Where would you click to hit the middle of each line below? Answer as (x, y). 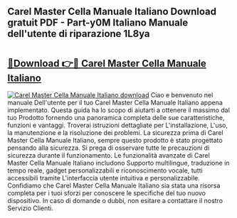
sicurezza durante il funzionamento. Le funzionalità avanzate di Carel (109, 155)
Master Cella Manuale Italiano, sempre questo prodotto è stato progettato (115, 140)
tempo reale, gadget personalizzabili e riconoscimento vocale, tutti (105, 170)
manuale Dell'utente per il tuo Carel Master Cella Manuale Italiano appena (115, 103)
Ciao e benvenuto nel (182, 95)
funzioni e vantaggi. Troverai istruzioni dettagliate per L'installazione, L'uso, (118, 125)
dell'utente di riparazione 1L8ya (79, 34)
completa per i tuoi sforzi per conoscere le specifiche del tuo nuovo (107, 193)
